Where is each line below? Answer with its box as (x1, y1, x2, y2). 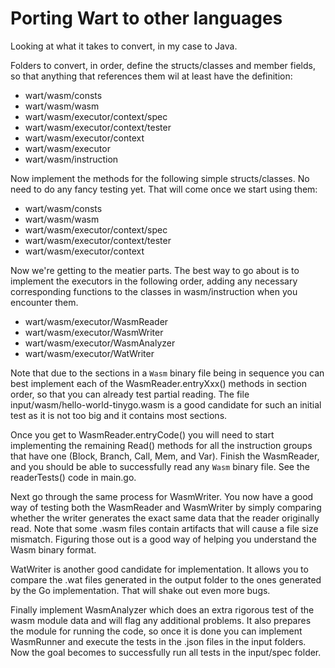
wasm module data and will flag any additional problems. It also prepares (10, 614, 312, 626)
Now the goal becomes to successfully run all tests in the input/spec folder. (10, 646, 322, 658)
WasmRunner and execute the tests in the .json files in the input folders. (10, 635, 307, 647)
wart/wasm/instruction (24, 153, 119, 165)
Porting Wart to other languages (10, 7, 283, 30)
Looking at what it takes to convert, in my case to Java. (10, 40, 238, 52)
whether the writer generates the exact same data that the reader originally (10, 512, 320, 524)
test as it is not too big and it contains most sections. (10, 409, 228, 421)
